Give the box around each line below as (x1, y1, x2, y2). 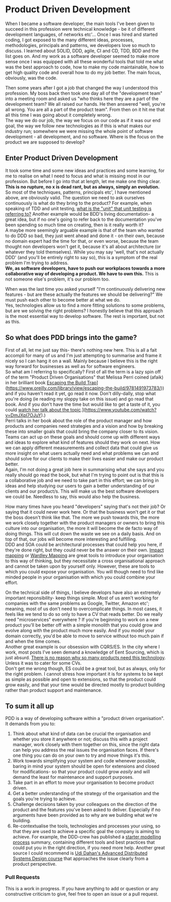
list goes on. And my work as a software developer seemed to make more (5, 53, 160, 59)
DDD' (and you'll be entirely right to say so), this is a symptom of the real (5, 254, 158, 260)
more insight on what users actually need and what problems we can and (5, 450, 159, 456)
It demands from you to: (5, 721, 56, 727)
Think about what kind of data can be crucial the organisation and (12, 731, 151, 737)
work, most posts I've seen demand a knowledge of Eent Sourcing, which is (5, 649, 164, 655)
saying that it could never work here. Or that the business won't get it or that (5, 508, 165, 515)
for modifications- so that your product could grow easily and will (12, 769, 150, 775)
